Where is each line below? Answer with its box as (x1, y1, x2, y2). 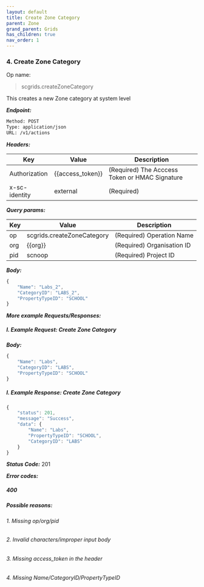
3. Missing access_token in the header (6, 555, 103, 563)
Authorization (9, 169, 48, 177)
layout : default (6, 9, 47, 15)
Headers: (6, 141, 30, 148)
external (53, 187, 78, 195)
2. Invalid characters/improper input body (6, 536, 111, 543)
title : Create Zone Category (6, 15, 80, 21)
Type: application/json (6, 124, 67, 130)
